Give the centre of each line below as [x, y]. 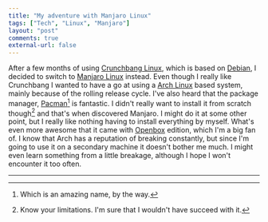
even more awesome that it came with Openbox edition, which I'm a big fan [132, 130]
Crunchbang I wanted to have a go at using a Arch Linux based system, [126, 85]
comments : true [33, 38]
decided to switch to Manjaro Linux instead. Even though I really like [120, 77]
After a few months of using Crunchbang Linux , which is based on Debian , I [132, 68]
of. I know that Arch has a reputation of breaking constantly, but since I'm [129, 139]
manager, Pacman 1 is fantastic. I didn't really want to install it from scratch [130, 103]
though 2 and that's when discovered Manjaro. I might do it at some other [128, 113]
